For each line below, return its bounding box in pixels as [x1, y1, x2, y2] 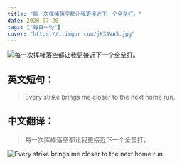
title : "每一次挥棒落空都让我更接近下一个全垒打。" [7, 10, 142, 18]
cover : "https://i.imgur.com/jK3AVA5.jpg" [7, 30, 135, 38]
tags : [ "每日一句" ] [7, 23, 61, 31]
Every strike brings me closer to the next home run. [24, 93, 176, 102]
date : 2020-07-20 [7, 17, 59, 24]
